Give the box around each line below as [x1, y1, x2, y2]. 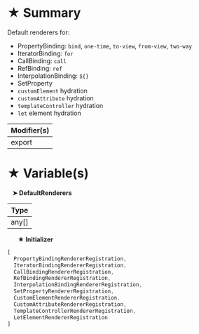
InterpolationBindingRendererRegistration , [13, 281, 142, 288]
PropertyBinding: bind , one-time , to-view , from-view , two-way [17, 41, 193, 50]
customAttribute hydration [17, 93, 95, 102]
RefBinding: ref [17, 64, 63, 72]
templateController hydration [17, 101, 104, 109]
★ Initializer [17, 235, 54, 243]
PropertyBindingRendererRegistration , [13, 255, 128, 262]
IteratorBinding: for [17, 49, 74, 58]
